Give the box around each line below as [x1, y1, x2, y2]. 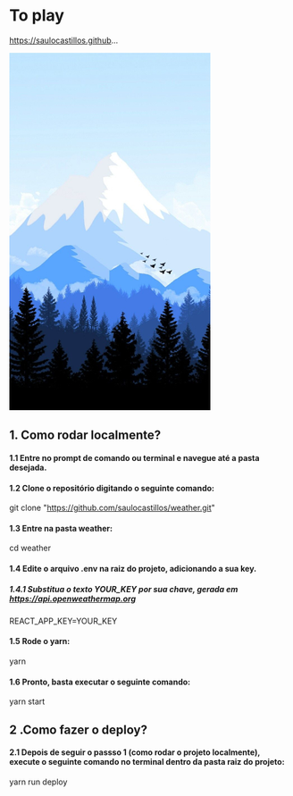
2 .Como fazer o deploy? [9, 722, 147, 737]
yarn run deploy [9, 776, 68, 787]
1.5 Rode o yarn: [9, 636, 71, 647]
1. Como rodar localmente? [9, 428, 162, 443]
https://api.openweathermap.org [9, 593, 137, 604]
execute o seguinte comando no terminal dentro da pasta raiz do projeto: [9, 757, 285, 767]
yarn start [9, 696, 46, 707]
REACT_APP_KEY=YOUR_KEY [9, 616, 118, 626]
